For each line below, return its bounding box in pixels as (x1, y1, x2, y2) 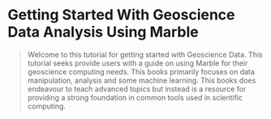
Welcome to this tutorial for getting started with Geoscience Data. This (27, 49, 263, 59)
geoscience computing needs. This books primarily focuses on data (27, 66, 255, 76)
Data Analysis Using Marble (7, 23, 200, 41)
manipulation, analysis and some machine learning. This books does (27, 75, 256, 85)
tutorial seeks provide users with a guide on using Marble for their (27, 58, 248, 68)
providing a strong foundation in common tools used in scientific (27, 92, 243, 102)
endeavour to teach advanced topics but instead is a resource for (27, 83, 247, 94)
